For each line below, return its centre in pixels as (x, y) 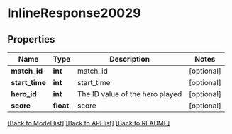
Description (130, 59)
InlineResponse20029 (74, 13)
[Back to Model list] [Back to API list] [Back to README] (89, 123)
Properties (31, 39)
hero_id (24, 94)
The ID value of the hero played (129, 94)
